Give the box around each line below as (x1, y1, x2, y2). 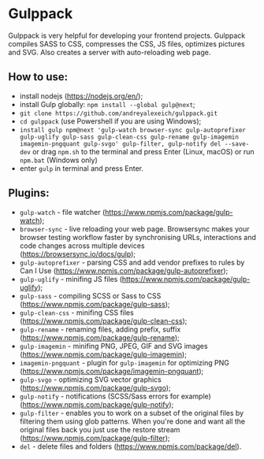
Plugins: (8, 187, 50, 200)
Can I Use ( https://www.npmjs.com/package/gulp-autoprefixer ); (19, 265, 229, 276)
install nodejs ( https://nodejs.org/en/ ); (19, 91, 143, 101)
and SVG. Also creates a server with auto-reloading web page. (8, 47, 211, 57)
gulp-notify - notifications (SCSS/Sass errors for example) (19, 391, 211, 401)
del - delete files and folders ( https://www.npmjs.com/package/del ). (19, 442, 242, 451)
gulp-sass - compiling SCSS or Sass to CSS (19, 291, 162, 300)
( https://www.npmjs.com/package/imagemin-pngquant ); (19, 366, 204, 376)
